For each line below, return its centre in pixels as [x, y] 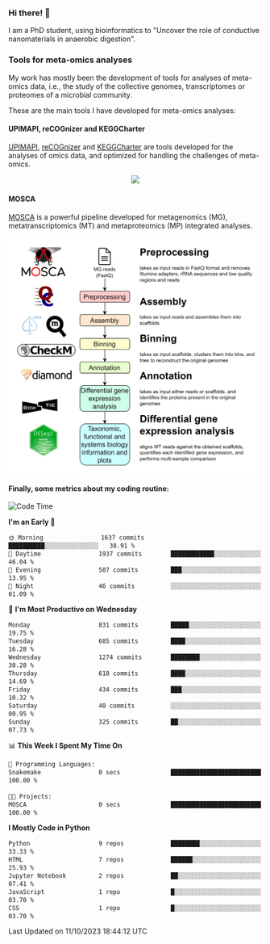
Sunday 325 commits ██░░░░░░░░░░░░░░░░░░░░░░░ [135, 722]
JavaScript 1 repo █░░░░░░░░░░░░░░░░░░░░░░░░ [135, 892]
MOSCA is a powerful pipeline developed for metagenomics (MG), [118, 217]
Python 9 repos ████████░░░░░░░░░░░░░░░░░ [135, 844]
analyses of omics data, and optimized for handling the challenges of [123, 155]
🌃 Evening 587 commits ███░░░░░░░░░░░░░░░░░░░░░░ [135, 570]
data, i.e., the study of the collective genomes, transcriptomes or [138, 86]
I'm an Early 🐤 [32, 522]
